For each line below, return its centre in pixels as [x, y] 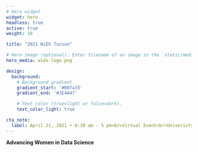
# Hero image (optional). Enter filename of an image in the [83, 55]
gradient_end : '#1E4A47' [47, 93]
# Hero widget [24, 12]
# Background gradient [44, 82]
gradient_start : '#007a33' [50, 88]
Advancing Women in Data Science [50, 142]
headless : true [25, 22]
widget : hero [22, 17]
